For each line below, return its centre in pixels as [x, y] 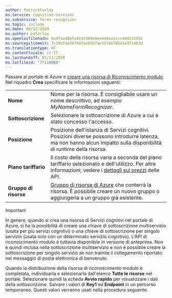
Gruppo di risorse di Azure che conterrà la [101, 185]
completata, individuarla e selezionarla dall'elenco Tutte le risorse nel [79, 273]
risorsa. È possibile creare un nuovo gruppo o [105, 191]
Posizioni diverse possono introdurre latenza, [105, 136]
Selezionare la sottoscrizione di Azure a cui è [104, 116]
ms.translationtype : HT [31, 48]
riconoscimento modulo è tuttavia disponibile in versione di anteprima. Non [84, 242]
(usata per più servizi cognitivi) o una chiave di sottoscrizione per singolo [83, 231]
